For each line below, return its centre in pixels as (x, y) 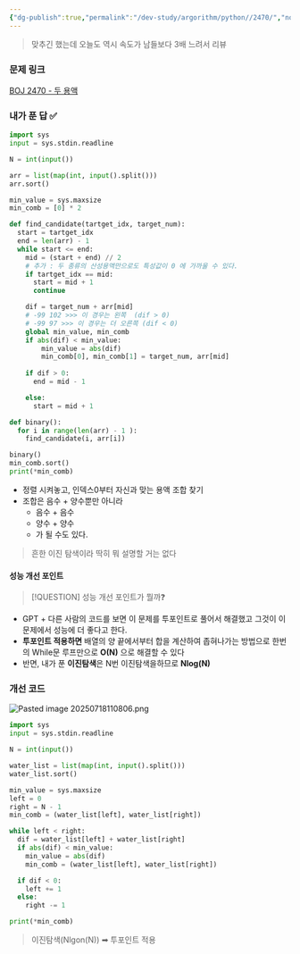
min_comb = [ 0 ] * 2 (46, 208)
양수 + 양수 (55, 523)
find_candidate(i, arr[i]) (75, 439)
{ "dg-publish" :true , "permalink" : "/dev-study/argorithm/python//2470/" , (145, 17)
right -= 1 (46, 906)
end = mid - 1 (59, 382)
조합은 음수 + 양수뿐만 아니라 (72, 500)
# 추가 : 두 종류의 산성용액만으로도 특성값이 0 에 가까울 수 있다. (132, 266)
